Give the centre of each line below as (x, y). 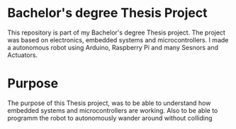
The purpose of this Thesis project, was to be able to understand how (109, 103)
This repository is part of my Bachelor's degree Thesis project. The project (116, 32)
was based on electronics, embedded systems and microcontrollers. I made (118, 39)
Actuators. (22, 55)
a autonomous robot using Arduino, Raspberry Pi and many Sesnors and (113, 47)
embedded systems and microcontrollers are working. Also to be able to (113, 110)
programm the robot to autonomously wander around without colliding (110, 118)
